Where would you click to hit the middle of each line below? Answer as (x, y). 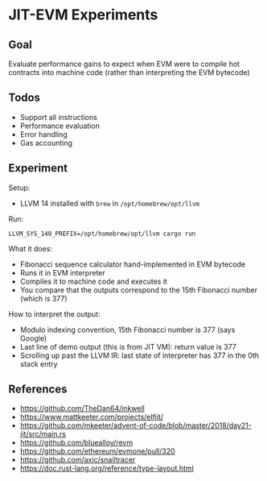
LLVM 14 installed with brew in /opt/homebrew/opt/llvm (109, 203)
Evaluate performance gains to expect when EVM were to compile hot (124, 64)
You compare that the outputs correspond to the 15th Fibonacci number (138, 290)
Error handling (43, 134)
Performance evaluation (60, 126)
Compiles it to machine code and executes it (93, 281)
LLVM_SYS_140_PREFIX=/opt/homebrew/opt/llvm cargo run (102, 234)
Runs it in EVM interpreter (63, 272)
